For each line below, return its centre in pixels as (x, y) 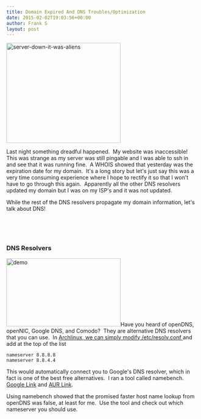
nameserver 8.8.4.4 (31, 360)
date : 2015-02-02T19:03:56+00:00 (49, 18)
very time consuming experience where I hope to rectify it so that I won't (97, 178)
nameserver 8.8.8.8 (31, 355)
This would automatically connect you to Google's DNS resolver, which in (98, 371)
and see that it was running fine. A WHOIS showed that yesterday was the (100, 164)
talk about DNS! (26, 209)
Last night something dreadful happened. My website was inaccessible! (97, 152)
